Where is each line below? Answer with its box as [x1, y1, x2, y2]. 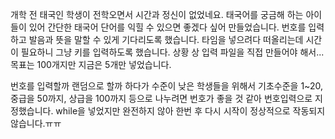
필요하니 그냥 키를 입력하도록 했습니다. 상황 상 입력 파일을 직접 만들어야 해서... [20, 46, 325, 58]
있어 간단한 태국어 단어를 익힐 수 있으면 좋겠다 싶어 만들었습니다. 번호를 [28, 21, 307, 33]
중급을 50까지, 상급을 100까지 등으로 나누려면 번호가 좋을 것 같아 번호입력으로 [10, 93, 313, 104]
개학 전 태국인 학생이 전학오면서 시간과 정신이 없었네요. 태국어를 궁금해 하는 [10, 9, 304, 20]
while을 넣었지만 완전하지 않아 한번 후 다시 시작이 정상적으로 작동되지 [55, 105, 326, 117]
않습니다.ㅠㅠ [10, 118, 62, 129]
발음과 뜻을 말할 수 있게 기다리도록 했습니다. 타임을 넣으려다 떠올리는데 [28, 34, 304, 45]
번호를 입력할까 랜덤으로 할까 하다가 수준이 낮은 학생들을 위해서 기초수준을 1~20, [10, 80, 323, 92]
